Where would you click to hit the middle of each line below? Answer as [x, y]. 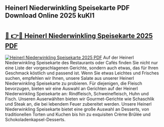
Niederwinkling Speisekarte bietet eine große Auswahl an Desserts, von [77, 109]
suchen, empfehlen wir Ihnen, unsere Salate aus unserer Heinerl [70, 78]
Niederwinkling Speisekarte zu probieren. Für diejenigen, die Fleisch [74, 83]
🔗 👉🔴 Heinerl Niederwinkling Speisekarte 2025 [79, 36]
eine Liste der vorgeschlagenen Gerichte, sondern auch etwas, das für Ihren [82, 68]
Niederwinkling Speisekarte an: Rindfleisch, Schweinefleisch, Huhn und [77, 94]
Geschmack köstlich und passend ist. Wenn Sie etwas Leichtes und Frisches [82, 73]
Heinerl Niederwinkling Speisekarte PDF [68, 8]
